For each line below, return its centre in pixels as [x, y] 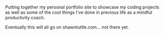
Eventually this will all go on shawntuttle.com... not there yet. [67, 27]
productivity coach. [25, 17]
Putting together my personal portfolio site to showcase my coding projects [82, 7]
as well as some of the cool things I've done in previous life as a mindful [79, 12]
